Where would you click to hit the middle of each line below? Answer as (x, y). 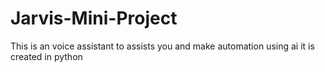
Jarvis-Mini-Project (94, 18)
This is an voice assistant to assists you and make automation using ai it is (162, 46)
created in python (46, 56)
